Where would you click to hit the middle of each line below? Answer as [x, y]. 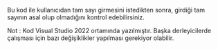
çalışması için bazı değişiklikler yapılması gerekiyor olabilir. [91, 38]
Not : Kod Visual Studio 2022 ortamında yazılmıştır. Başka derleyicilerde [109, 31]
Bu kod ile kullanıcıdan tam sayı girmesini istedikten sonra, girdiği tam [106, 10]
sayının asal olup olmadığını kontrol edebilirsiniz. [76, 17]
